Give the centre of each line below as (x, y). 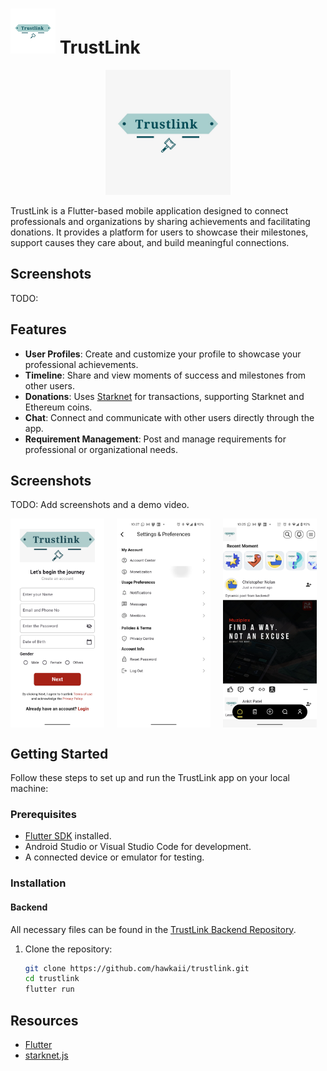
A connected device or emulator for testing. (114, 857)
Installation (38, 883)
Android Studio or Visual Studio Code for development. (138, 847)
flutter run (49, 989)
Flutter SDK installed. (68, 836)
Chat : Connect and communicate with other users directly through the (169, 417)
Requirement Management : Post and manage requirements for (155, 439)
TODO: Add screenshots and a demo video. (100, 505)
